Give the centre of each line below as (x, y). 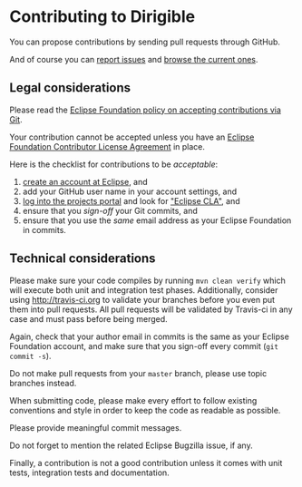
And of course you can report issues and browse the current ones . (134, 59)
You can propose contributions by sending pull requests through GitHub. (145, 42)
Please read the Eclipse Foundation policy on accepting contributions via (145, 110)
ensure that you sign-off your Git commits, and (110, 210)
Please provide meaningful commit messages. (96, 427)
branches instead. (43, 383)
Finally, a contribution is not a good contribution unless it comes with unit (146, 463)
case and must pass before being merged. (88, 318)
